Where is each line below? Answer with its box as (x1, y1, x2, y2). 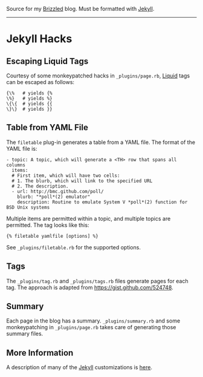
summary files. (6, 330, 43, 338)
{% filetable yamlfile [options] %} (6, 233, 98, 239)
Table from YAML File (6, 122, 89, 133)
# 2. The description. (11, 183, 69, 189)
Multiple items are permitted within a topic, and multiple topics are (6, 215, 171, 222)
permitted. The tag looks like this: (6, 221, 89, 229)
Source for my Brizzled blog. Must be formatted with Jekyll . (6, 5, 155, 12)
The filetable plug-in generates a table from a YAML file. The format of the (6, 139, 195, 146)
